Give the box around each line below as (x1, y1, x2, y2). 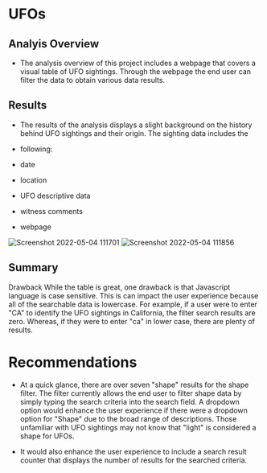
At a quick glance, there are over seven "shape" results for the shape (19, 380, 249, 389)
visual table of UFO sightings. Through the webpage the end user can (19, 67, 252, 76)
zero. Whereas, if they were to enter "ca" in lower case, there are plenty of (8, 316, 256, 326)
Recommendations (8, 353, 138, 371)
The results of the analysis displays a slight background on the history (19, 120, 253, 130)
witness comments (19, 206, 83, 216)
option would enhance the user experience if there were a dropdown (19, 405, 248, 415)
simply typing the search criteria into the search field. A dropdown (19, 397, 240, 406)
